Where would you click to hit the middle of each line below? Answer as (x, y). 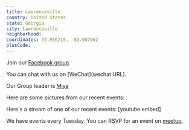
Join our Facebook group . (38, 62)
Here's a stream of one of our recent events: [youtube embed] (84, 109)
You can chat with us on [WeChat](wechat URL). (66, 74)
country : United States (36, 17)
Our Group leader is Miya (37, 85)
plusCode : (19, 46)
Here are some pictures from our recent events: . (67, 97)
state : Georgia (25, 23)
